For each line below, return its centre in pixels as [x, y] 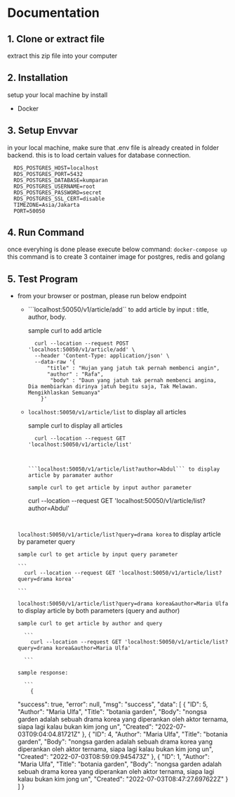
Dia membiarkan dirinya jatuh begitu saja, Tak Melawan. [113, 387]
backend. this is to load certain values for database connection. [99, 155]
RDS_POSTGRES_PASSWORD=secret [58, 192]
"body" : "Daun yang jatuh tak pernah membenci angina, [134, 381]
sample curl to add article [65, 331]
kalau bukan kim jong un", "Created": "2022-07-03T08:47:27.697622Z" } [123, 779]
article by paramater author [70, 476]
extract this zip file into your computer [62, 56]
